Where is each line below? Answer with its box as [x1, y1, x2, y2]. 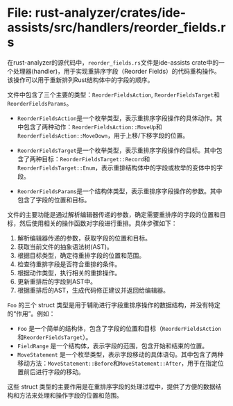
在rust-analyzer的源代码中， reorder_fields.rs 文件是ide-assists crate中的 [7, 58, 219, 67]
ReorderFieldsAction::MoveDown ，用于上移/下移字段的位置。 [17, 131, 189, 140]
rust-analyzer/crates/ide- [35, 5, 186, 21]
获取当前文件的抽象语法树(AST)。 [17, 242, 113, 251]
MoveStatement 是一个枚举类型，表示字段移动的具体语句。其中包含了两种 [17, 350, 224, 359]
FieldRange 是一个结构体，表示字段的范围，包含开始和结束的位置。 [17, 341, 209, 350]
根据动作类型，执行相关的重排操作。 [17, 268, 121, 277]
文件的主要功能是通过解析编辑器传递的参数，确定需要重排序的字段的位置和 [7, 210, 220, 218]
